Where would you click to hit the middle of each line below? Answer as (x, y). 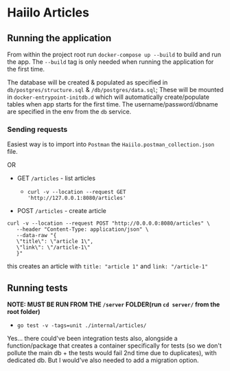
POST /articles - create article (61, 211)
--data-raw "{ (36, 236)
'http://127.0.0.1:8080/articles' (77, 198)
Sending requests (37, 129)
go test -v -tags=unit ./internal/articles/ (82, 326)
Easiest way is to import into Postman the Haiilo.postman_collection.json (111, 144)
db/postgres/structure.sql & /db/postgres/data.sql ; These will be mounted (115, 90)
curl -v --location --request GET (77, 192)
